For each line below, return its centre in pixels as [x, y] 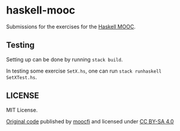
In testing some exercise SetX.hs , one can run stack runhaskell [84, 71]
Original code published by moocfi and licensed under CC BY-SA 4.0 [90, 121]
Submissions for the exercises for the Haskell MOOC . [71, 27]
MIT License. [22, 110]
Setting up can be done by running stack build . [65, 59]
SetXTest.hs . [22, 77]
